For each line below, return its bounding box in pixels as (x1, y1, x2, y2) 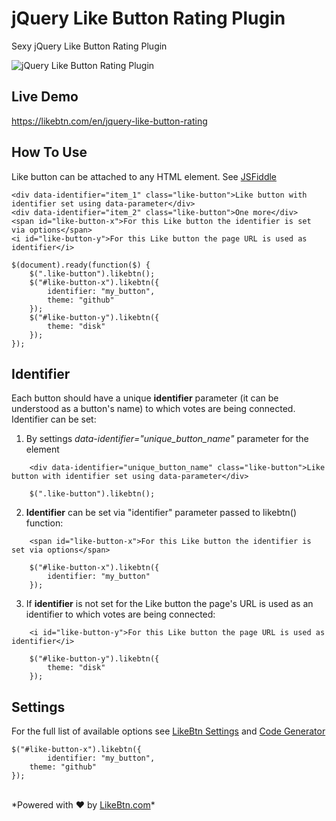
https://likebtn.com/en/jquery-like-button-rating (11, 115, 208, 127)
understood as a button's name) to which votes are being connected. (11, 403, 296, 415)
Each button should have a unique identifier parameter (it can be (11, 392, 279, 404)
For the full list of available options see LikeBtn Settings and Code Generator (11, 725, 326, 737)
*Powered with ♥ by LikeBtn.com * (11, 799, 156, 811)
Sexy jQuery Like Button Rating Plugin (11, 40, 168, 52)
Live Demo (11, 88, 79, 106)
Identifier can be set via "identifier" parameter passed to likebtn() (25, 507, 298, 519)
